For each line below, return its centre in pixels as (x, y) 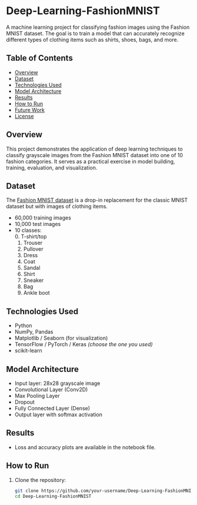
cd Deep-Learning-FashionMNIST (53, 496)
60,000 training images (43, 218)
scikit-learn (28, 351)
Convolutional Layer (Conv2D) (51, 389)
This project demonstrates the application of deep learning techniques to (95, 149)
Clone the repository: (40, 480)
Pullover (33, 249)
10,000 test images (38, 224)
